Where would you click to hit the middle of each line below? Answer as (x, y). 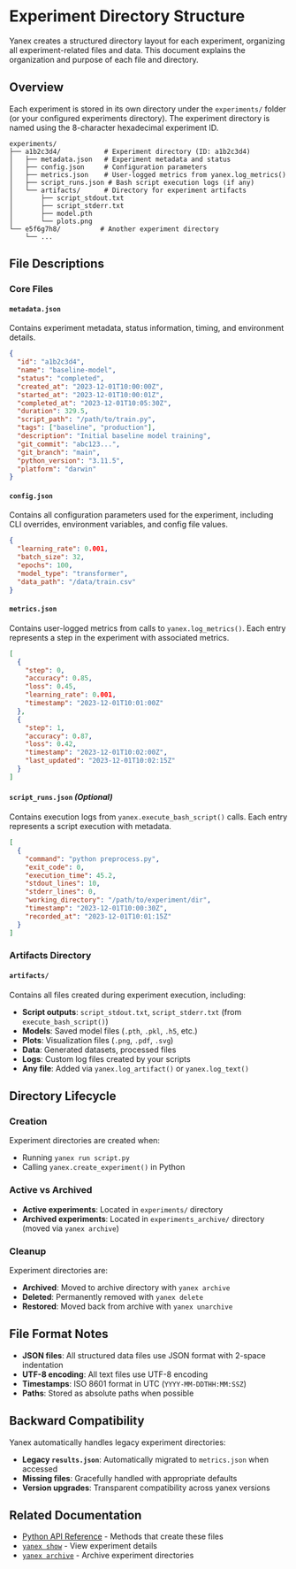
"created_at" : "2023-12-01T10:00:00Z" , (91, 387)
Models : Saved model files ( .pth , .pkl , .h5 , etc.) (110, 1031)
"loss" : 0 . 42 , (51, 744)
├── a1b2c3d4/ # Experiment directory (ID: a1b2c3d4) (130, 151)
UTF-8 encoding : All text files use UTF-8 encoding (115, 1374)
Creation (28, 1121)
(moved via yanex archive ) (70, 1228)
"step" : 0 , (45, 670)
